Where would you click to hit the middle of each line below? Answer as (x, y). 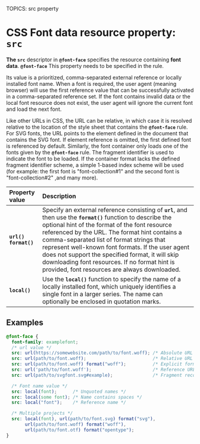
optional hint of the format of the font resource (107, 225)
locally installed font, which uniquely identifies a (109, 287)
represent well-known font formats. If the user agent (116, 247)
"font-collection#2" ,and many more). (52, 178)
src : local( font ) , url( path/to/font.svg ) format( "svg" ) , (84, 419)
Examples (25, 323)
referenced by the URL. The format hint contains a (112, 232)
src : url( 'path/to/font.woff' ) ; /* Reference (98, 370)
